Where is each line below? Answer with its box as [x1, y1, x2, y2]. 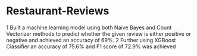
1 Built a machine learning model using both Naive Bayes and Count [6, 24, 172, 31]
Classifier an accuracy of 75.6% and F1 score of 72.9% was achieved [6, 43, 176, 50]
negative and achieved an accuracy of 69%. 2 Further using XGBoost [6, 36, 176, 43]
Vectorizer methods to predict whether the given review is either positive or [6, 30, 192, 37]
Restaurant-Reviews [6, 4, 110, 18]
